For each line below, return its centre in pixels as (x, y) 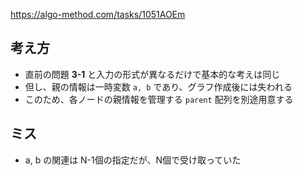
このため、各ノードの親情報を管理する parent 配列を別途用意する (159, 99)
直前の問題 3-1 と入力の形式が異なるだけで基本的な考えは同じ (152, 74)
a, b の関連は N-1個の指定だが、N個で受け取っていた (133, 160)
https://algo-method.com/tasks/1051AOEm (98, 14)
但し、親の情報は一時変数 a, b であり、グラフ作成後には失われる (158, 86)
